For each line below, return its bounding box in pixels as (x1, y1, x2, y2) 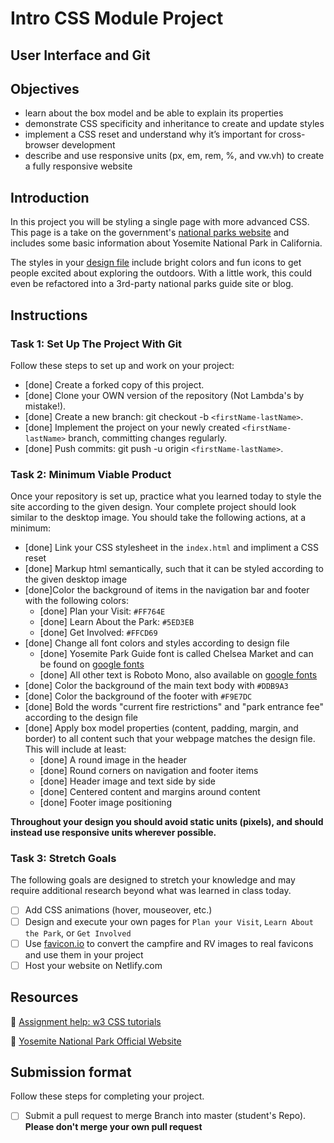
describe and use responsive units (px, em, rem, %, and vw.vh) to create (24, 150, 325, 162)
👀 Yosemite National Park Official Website (10, 1035, 182, 1047)
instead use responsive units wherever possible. (10, 827, 217, 839)
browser (24, 139, 60, 151)
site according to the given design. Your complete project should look (10, 501, 297, 513)
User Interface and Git (10, 47, 151, 64)
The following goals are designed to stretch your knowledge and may (10, 874, 296, 886)
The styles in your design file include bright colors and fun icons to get (10, 257, 302, 269)
